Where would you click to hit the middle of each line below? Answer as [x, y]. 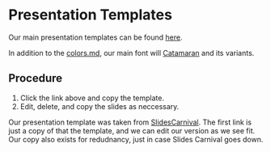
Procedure [36, 78]
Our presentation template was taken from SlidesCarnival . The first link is [130, 122]
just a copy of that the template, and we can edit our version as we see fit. [132, 130]
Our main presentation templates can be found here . [96, 37]
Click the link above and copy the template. [92, 98]
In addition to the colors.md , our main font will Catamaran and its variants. [131, 53]
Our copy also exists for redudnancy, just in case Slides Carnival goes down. [136, 139]
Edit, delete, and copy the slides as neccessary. [100, 106]
